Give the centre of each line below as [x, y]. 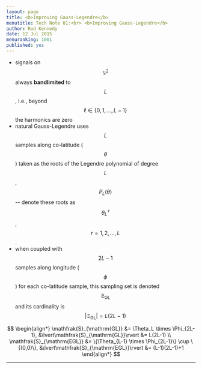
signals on [28, 62]
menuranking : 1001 [29, 40]
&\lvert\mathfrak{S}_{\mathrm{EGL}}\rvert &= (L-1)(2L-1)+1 [112, 348]
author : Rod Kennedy [32, 28]
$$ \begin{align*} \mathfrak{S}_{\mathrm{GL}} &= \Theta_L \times [89, 329]
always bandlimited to [43, 82]
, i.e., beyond [31, 101]
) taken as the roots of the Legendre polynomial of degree [87, 163]
